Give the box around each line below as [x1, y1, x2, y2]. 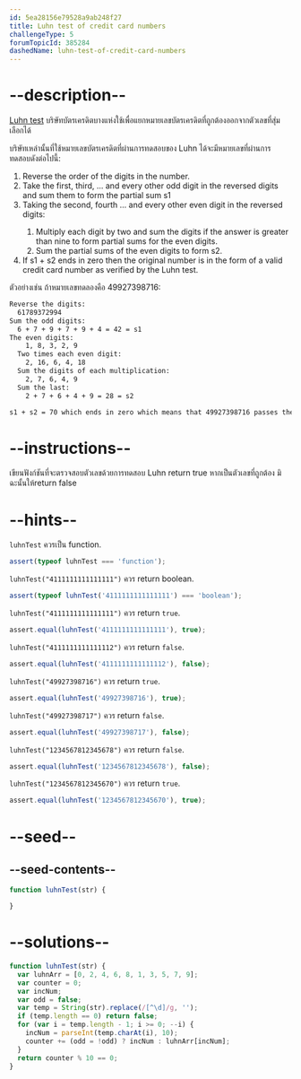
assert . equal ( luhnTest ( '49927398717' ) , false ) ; [9, 727, 191, 736]
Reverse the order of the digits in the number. [21, 171, 191, 182]
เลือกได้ [9, 125, 31, 135]
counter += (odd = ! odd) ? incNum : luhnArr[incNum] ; [25, 1037, 230, 1046]
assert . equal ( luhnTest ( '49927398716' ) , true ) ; [9, 693, 186, 702]
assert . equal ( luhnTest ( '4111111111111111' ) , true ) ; [9, 625, 206, 635]
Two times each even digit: [17, 350, 123, 359]
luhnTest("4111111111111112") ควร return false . [9, 641, 185, 652]
